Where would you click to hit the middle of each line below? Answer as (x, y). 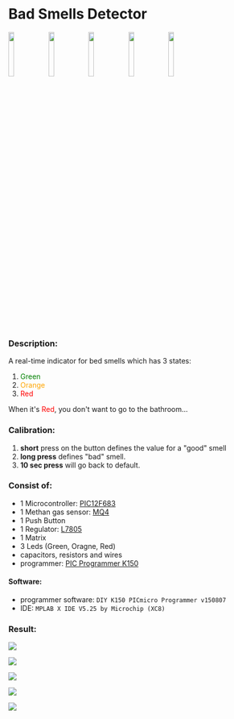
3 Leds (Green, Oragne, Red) (68, 546)
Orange (33, 385)
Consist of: (30, 486)
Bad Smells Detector (78, 14)
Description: (33, 343)
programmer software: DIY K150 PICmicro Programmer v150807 (123, 600)
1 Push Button (43, 520)
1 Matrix (33, 538)
